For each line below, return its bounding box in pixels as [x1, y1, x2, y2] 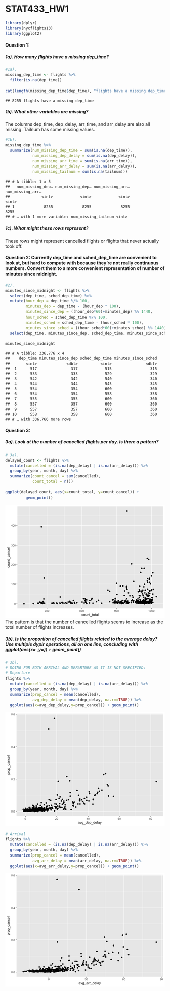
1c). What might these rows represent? [5, 225, 89, 231]
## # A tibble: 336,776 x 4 [5, 351, 65, 356]
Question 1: [5, 42, 30, 48]
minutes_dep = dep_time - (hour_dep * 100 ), [25, 304, 121, 309]
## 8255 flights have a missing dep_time [5, 98, 94, 103]
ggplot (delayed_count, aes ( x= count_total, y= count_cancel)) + [5, 489, 139, 494]
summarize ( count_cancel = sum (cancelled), [10, 474, 101, 479]
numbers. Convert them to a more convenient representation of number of [5, 265, 165, 272]
